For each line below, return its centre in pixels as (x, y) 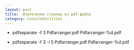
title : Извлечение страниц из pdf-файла (48, 14)
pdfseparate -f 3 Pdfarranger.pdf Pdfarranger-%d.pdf (67, 33)
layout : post (18, 10)
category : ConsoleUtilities (34, 19)
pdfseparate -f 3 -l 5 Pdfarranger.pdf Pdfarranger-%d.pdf (71, 42)
